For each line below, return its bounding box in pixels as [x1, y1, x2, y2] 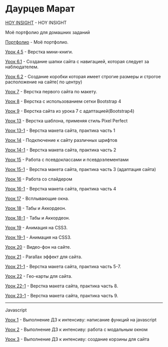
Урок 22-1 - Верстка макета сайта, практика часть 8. [5, 283, 118, 289]
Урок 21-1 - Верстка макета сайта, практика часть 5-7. [5, 263, 121, 269]
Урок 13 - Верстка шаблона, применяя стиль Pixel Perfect [5, 117, 128, 123]
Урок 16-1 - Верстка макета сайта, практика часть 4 [5, 186, 116, 192]
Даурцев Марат [5, 3, 75, 15]
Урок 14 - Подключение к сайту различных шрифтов [5, 137, 117, 143]
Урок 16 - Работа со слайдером [5, 176, 72, 182]
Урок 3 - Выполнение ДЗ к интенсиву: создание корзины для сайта [5, 336, 149, 342]
